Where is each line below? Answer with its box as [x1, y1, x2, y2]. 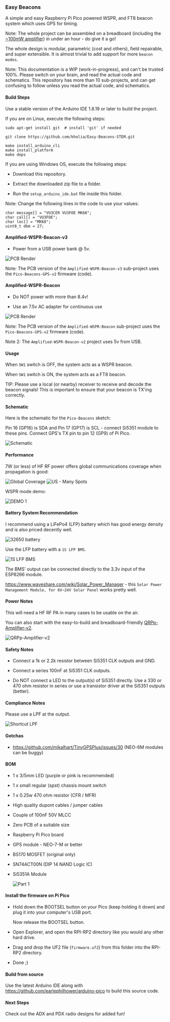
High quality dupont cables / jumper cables [12, 802, 103, 808]
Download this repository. [12, 171, 67, 177]
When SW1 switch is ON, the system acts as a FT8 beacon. [5, 372, 127, 378]
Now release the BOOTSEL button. [12, 919, 85, 925]
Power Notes [5, 598, 33, 604]
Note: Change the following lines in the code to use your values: [5, 200, 139, 207]
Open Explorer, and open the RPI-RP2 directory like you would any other [12, 929, 164, 935]
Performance [5, 451, 34, 458]
